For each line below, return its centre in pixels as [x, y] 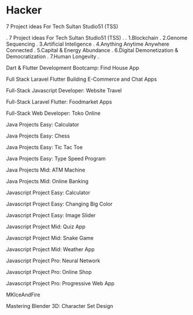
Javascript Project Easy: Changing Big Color [59, 204]
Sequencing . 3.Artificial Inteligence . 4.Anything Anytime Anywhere [88, 44]
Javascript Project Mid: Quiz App [46, 227]
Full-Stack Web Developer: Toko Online [53, 113]
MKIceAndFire [23, 295]
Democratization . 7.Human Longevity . [53, 56]
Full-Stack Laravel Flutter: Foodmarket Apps [59, 102]
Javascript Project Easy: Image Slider [51, 215]
